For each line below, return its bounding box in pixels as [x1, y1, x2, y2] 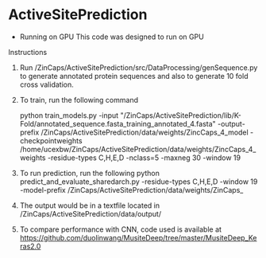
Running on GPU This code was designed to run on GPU [19, 32, 204, 41]
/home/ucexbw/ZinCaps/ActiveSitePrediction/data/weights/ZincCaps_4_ [19, 144, 256, 154]
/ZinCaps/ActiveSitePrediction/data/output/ [19, 209, 161, 218]
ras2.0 [19, 241, 41, 251]
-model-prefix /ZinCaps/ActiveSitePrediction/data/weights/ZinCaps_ [19, 185, 244, 194]
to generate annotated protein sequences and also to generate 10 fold [19, 71, 249, 80]
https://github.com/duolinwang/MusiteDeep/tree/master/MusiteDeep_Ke [19, 233, 257, 242]
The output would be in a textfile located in [19, 201, 160, 210]
